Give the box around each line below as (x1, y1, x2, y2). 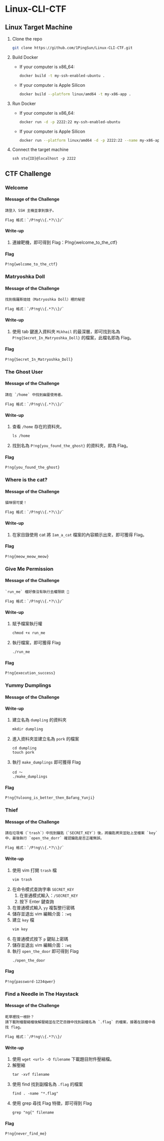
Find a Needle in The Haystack (5, 990, 79, 997)
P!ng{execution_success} (5, 671, 56, 676)
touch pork (12, 750, 35, 755)
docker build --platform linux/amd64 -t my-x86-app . (19, 92, 131, 97)
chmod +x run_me (12, 631, 45, 635)
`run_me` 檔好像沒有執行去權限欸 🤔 (5, 589, 69, 594)
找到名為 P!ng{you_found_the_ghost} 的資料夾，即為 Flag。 (12, 443, 131, 449)
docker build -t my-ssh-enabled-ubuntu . (19, 73, 105, 78)
